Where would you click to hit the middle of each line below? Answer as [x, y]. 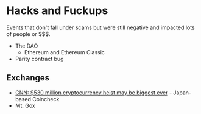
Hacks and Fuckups [57, 11]
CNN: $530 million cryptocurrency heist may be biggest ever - [93, 93]
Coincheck [46, 99]
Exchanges [28, 78]
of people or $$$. [28, 34]
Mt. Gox [25, 105]
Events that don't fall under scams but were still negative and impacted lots [100, 27]
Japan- [182, 93]
